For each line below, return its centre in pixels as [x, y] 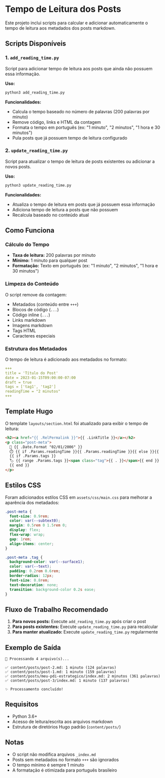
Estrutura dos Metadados [36, 348]
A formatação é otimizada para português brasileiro [65, 770]
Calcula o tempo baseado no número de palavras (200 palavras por [81, 111]
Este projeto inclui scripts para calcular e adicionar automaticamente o [77, 23]
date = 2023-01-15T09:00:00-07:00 [41, 378]
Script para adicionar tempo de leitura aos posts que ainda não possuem [79, 68]
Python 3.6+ [25, 716]
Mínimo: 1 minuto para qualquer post [50, 260]
